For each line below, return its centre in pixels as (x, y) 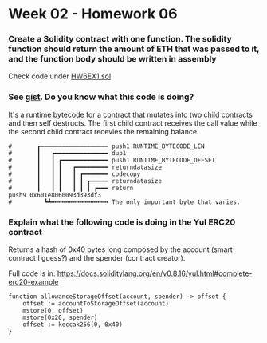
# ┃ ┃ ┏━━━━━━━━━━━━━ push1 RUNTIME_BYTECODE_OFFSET (112, 160)
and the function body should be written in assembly (112, 59)
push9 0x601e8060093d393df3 (55, 195)
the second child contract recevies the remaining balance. (104, 131)
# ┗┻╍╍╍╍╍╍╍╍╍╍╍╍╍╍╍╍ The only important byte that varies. (124, 202)
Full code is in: (32, 273)
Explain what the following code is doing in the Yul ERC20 (122, 222)
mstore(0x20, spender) (60, 318)
